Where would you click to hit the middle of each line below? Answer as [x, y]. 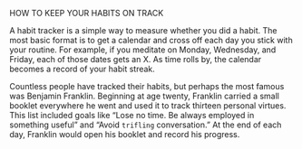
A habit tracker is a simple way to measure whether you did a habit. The [143, 30]
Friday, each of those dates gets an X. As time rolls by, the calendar [136, 59]
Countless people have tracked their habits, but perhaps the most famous [147, 86]
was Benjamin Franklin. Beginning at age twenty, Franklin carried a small [144, 96]
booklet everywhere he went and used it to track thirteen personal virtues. [148, 106]
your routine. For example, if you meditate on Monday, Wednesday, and [143, 50]
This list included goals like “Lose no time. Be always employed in [132, 115]
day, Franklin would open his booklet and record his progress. [125, 134]
